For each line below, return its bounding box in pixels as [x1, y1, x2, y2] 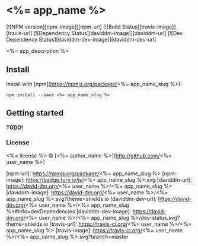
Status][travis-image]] [122, 23, 176, 30]
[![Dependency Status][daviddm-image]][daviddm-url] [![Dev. [33, 29, 184, 36]
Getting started [6, 108, 64, 118]
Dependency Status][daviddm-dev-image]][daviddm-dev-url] [6, 36, 157, 43]
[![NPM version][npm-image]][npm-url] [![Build [6, 23, 121, 30]
